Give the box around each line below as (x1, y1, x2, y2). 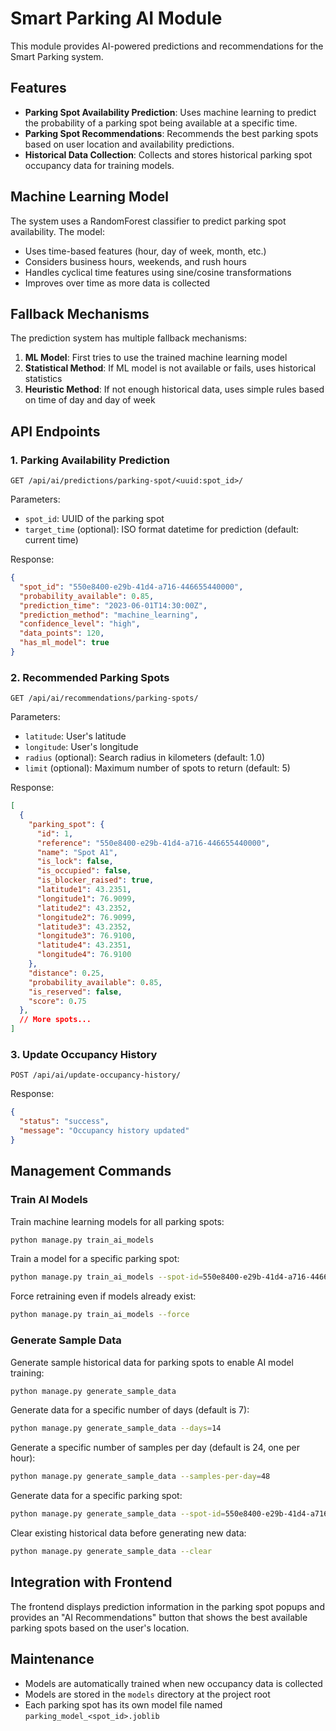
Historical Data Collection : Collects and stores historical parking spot (24, 148, 313, 161)
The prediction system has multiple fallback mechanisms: (10, 332, 247, 344)
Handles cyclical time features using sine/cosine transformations (24, 266, 292, 278)
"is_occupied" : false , (36, 866, 132, 876)
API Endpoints (10, 423, 101, 440)
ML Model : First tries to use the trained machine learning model (24, 352, 288, 364)
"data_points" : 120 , (19, 628, 105, 639)
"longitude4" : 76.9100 (36, 950, 132, 960)
